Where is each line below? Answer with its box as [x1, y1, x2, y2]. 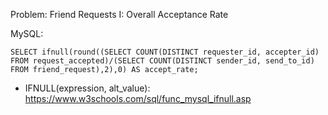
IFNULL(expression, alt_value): [24, 82, 151, 94]
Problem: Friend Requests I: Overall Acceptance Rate [10, 9, 229, 20]
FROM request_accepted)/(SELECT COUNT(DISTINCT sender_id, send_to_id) [10, 56, 315, 66]
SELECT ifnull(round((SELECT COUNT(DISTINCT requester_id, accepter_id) [10, 47, 320, 57]
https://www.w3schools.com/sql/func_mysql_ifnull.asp [24, 93, 252, 104]
